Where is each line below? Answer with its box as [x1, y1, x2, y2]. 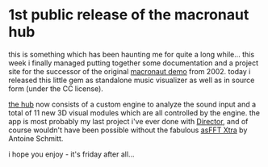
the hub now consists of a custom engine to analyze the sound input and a [8, 99, 257, 109]
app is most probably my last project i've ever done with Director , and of [8, 116, 249, 126]
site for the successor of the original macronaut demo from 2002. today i [8, 66, 251, 76]
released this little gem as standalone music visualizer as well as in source [8, 75, 255, 85]
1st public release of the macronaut [8, 6, 249, 24]
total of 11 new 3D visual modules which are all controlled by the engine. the [8, 107, 261, 118]
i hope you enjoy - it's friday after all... [8, 149, 135, 159]
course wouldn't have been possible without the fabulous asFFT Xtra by [8, 125, 248, 135]
